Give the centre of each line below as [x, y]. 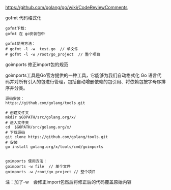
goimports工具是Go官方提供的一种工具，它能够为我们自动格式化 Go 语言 [81, 75]
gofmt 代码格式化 [23, 18]
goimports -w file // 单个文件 [38, 167]
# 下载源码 [15, 133]
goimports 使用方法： [26, 161]
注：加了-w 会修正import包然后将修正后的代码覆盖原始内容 [68, 182]
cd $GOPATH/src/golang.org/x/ [38, 127]
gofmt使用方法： [21, 44]
